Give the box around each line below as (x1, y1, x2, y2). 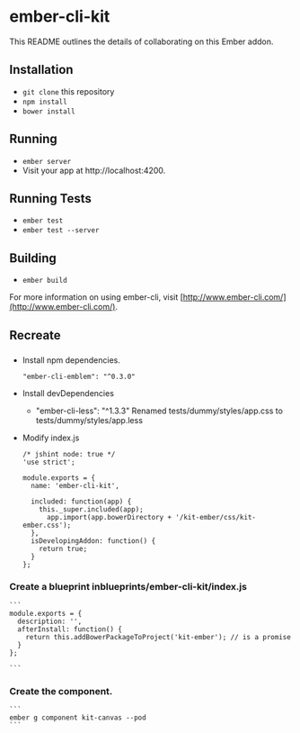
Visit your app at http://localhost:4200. (22, 165, 166, 176)
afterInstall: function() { (17, 624, 123, 634)
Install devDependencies (22, 387, 115, 398)
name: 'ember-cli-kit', (31, 481, 119, 490)
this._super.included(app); (39, 504, 144, 514)
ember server (22, 157, 72, 166)
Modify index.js (22, 432, 80, 443)
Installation (9, 62, 74, 77)
